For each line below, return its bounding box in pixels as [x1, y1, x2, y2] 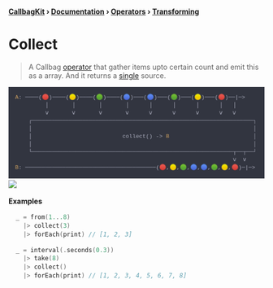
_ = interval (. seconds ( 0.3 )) [15, 246, 115, 254]
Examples [8, 196, 43, 206]
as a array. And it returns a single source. [28, 70, 167, 81]
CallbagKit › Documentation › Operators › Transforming [8, 7, 200, 16]
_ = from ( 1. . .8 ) [15, 212, 71, 221]
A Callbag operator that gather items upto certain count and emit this [28, 62, 259, 72]
